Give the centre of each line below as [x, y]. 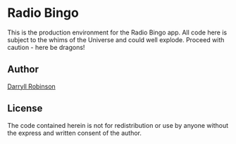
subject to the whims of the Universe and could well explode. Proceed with [116, 39]
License [25, 109]
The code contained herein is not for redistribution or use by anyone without [118, 125]
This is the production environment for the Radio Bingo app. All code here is [117, 32]
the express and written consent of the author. [75, 133]
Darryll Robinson [32, 86]
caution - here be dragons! [46, 47]
